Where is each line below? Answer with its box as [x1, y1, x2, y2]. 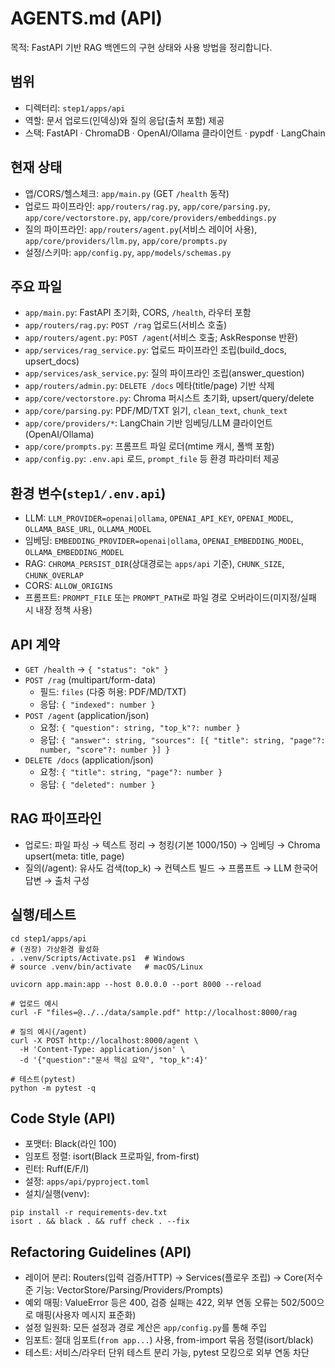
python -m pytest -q [10, 1083, 97, 1093]
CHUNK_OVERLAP [24, 571, 84, 581]
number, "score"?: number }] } [39, 745, 171, 755]
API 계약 [10, 636, 60, 653]
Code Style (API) [10, 1110, 116, 1127]
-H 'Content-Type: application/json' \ [19, 1044, 186, 1054]
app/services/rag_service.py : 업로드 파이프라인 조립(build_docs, [24, 344, 287, 356]
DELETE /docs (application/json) [24, 754, 154, 766]
